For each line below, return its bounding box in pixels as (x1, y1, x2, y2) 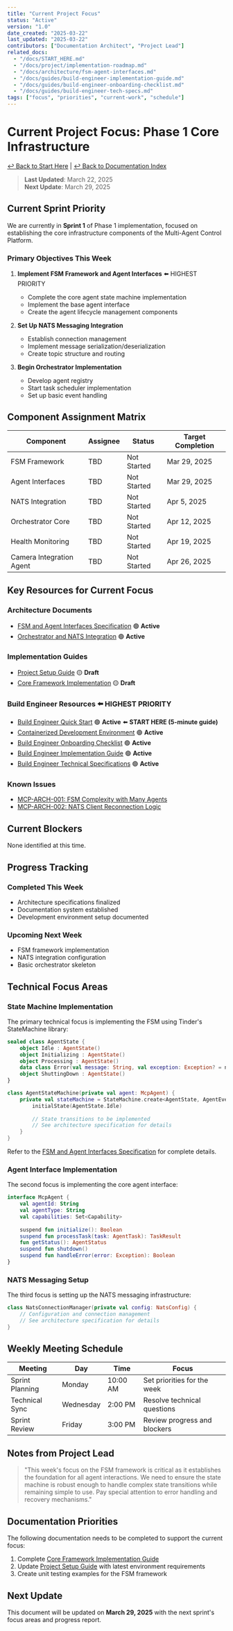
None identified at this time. (7, 842, 87, 850)
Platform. (7, 236, 33, 244)
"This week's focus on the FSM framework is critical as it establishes (24, 1466, 221, 1474)
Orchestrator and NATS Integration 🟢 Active (17, 632, 146, 640)
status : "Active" (7, 17, 58, 24)
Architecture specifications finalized (17, 898, 121, 906)
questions (143, 1404, 175, 1413)
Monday (62, 1379, 89, 1389)
